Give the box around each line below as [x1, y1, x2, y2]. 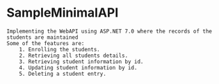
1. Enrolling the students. [19, 46, 100, 53]
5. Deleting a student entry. [19, 70, 107, 77]
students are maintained [6, 33, 79, 41]
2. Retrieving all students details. [19, 52, 129, 59]
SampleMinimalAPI [6, 5, 119, 21]
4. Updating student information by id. [19, 64, 138, 71]
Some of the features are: [6, 40, 85, 47]
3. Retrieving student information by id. [19, 58, 144, 65]
